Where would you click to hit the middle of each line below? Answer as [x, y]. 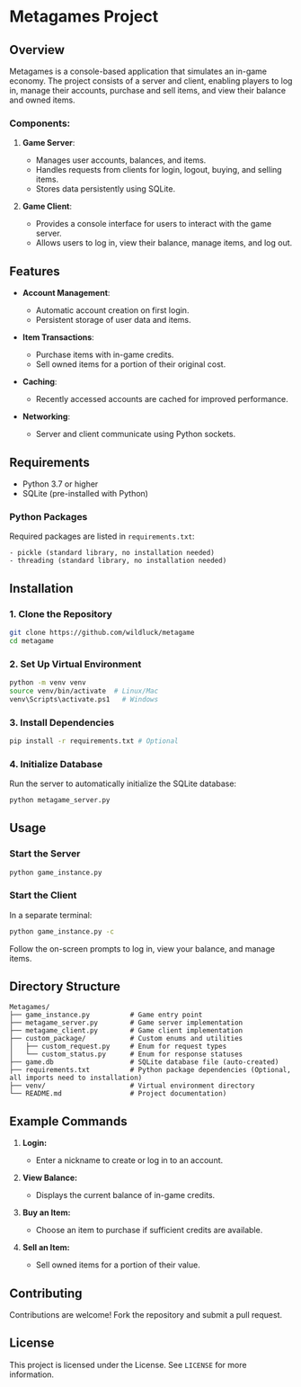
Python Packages [49, 516]
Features [35, 271]
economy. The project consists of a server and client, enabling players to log [151, 81]
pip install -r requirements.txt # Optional [94, 741]
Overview [37, 50]
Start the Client [43, 895]
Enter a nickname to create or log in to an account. [129, 1160]
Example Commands [68, 1121]
